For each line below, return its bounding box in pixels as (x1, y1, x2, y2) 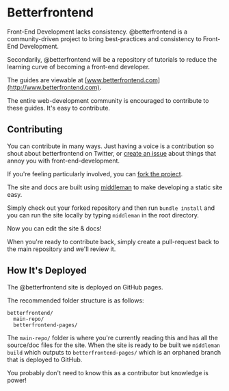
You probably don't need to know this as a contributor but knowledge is (7, 368, 208, 377)
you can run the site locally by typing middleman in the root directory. (7, 211, 200, 219)
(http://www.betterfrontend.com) (7, 83, 100, 91)
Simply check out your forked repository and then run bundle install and (7, 204, 215, 212)
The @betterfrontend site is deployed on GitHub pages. (7, 283, 163, 291)
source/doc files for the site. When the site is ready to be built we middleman (7, 341, 220, 349)
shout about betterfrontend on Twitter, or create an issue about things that (7, 149, 217, 157)
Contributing (7, 123, 63, 135)
